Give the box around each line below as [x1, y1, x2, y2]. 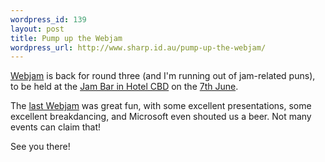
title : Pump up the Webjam [10, 33, 123, 43]
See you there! [10, 141, 71, 153]
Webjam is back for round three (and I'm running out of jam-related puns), [10, 70, 316, 82]
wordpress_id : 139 [10, 14, 87, 25]
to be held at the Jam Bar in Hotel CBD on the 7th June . [10, 81, 239, 93]
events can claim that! [10, 121, 102, 133]
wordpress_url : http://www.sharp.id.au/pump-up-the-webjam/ [10, 42, 267, 53]
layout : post [10, 24, 65, 34]
